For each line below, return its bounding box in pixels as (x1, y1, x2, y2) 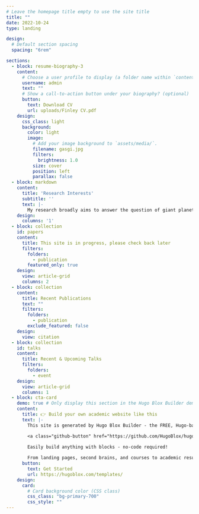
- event (32, 373, 52, 379)
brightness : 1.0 (37, 157, 78, 163)
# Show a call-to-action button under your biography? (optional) (21, 91, 190, 97)
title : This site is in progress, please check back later (21, 240, 171, 246)
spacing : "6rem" (11, 47, 52, 53)
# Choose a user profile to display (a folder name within (21, 74, 171, 80)
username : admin (21, 80, 62, 86)
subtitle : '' (21, 195, 54, 202)
